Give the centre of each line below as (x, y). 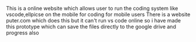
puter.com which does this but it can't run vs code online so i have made (94, 20)
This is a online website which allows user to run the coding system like (92, 8)
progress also (23, 33)
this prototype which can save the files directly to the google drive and (91, 26)
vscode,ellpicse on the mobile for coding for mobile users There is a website (98, 14)
